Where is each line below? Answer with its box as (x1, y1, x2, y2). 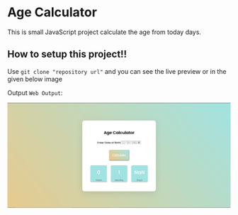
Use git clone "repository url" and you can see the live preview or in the (7, 67, 227, 75)
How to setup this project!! (7, 48, 127, 60)
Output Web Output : (7, 88, 63, 97)
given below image (7, 75, 62, 83)
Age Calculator (7, 4, 98, 21)
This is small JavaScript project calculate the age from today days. (7, 28, 202, 36)
